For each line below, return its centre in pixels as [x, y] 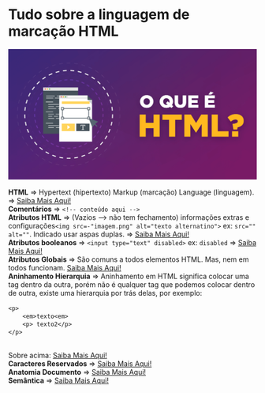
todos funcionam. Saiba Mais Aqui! [65, 268]
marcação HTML [63, 31]
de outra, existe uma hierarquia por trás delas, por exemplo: [105, 293]
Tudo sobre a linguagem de [99, 15]
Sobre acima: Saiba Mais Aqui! [58, 355]
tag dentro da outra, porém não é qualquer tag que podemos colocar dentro [132, 285]
